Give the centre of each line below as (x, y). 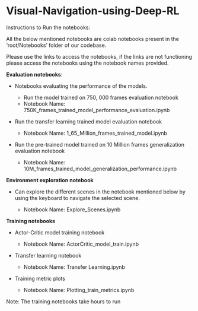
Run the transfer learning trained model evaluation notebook (88, 121)
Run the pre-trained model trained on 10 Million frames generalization (100, 144)
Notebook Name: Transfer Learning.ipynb (74, 267)
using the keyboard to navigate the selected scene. (77, 198)
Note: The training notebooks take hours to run (63, 302)
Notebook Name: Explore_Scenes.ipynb (72, 210)
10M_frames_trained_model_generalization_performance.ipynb (100, 169)
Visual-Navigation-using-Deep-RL (93, 11)
